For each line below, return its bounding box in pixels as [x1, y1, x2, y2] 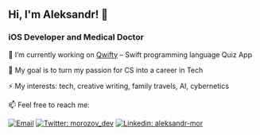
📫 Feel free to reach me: [8, 100, 90, 110]
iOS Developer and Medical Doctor [8, 32, 145, 43]
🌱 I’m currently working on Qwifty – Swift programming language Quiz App [8, 49, 253, 60]
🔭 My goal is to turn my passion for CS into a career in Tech [8, 65, 204, 75]
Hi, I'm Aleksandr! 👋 [8, 8, 109, 21]
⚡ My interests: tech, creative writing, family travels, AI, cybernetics [8, 81, 229, 91]
